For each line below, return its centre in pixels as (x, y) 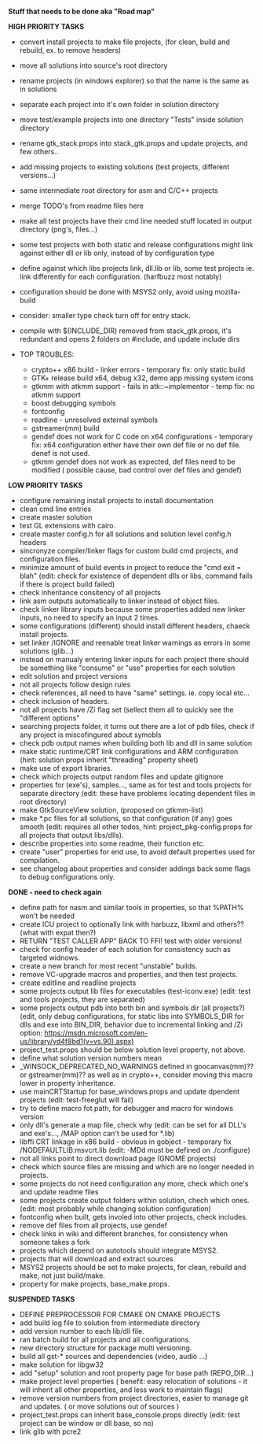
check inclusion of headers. (64, 701)
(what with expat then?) (58, 933)
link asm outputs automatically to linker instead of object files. (119, 601)
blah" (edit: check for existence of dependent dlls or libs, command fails (136, 576)
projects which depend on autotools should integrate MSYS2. (119, 1250)
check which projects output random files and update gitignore (121, 776)
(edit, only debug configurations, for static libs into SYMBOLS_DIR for (131, 1016)
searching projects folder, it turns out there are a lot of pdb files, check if (137, 726)
